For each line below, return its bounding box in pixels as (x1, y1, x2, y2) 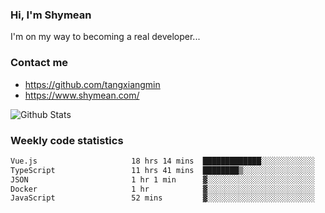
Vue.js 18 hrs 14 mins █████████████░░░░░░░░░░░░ (10, 156, 315, 166)
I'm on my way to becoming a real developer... (10, 31, 201, 43)
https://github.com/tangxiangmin (24, 78, 161, 90)
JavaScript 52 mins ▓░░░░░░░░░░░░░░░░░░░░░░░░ (10, 193, 315, 203)
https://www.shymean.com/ (24, 89, 140, 101)
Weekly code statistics (10, 133, 124, 147)
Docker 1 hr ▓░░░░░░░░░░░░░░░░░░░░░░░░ (10, 184, 315, 194)
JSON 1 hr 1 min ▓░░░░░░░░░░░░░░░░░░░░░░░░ (10, 174, 315, 185)
